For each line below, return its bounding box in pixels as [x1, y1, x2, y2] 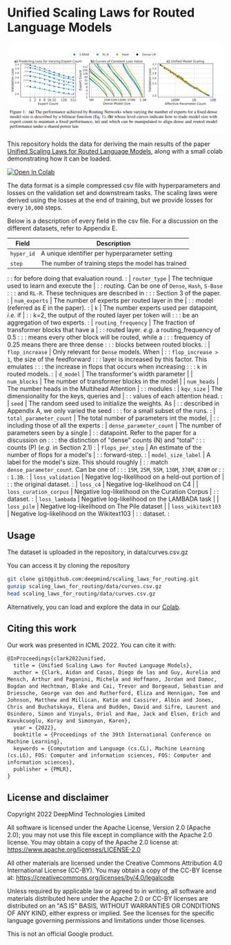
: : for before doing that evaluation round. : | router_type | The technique [7, 275, 213, 283]
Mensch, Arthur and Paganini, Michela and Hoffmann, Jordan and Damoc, [7, 676, 217, 683]
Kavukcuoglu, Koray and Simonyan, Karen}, [7, 717, 131, 724]
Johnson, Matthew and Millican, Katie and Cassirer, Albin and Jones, [7, 697, 214, 704]
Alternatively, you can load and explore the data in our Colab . [7, 603, 181, 611]
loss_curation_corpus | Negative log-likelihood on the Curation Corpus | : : [7, 488, 219, 496]
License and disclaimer [7, 791, 109, 803]
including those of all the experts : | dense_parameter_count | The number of [7, 421, 222, 430]
